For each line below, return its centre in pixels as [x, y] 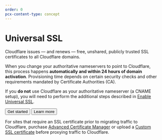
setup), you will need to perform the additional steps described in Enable [78, 97]
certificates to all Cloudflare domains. [43, 57]
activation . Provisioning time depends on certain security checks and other [81, 77]
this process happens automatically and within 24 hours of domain [74, 72]
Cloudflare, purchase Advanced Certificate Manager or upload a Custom [78, 127]
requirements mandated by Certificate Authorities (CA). [61, 82]
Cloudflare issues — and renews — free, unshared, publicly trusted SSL [77, 52]
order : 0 [14, 10]
